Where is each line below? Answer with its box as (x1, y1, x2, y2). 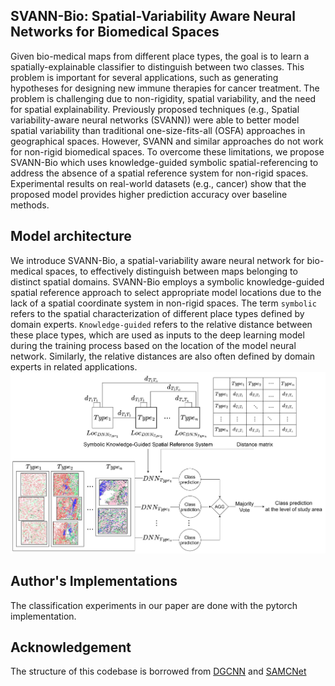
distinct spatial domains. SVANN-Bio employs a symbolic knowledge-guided (10, 275, 325, 288)
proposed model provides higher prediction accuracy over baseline (10, 188, 288, 200)
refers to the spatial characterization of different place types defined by (10, 307, 305, 319)
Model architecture (10, 228, 132, 245)
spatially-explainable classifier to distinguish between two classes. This (10, 60, 305, 73)
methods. (10, 199, 50, 211)
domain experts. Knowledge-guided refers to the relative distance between (10, 318, 313, 330)
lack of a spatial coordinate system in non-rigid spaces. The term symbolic (10, 297, 317, 309)
